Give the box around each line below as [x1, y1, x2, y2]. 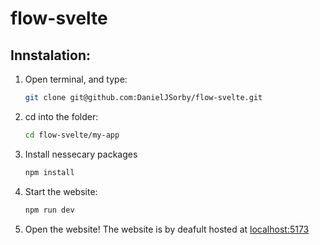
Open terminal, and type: [24, 73, 128, 85]
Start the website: [24, 185, 98, 197]
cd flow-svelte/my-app [24, 130, 120, 140]
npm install [24, 167, 75, 177]
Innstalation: [10, 47, 92, 64]
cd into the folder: [24, 110, 99, 122]
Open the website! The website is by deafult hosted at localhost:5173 [24, 223, 310, 235]
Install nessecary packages [24, 148, 138, 160]
